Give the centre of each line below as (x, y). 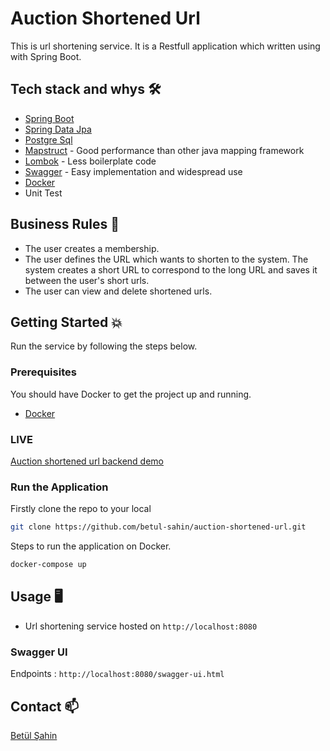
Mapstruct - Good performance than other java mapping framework (164, 150)
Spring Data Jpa (58, 129)
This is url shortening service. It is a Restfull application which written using (165, 46)
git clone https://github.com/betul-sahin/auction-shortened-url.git (158, 527)
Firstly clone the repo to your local (81, 509)
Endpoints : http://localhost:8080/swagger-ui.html (117, 674)
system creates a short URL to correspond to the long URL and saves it (171, 269)
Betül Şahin (34, 735)
